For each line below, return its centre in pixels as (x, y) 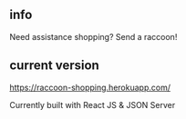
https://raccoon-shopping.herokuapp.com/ (90, 87)
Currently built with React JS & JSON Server (93, 104)
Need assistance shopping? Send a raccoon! (93, 36)
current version (55, 66)
